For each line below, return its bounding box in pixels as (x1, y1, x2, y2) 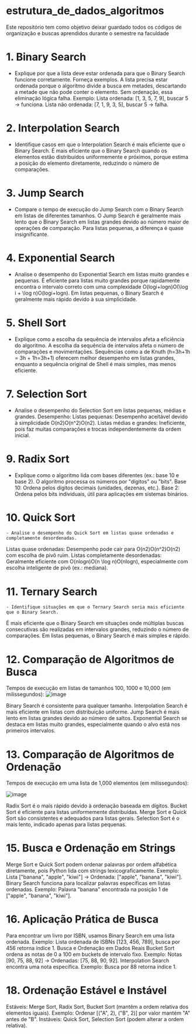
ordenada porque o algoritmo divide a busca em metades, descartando (14, 82, 187, 89)
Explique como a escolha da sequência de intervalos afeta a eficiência (14, 336, 184, 343)
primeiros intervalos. (6, 727, 56, 734)
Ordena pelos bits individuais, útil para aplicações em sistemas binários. (14, 490, 188, 497)
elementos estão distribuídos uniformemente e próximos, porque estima (14, 153, 188, 160)
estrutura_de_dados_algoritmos (6, 4, 164, 18)
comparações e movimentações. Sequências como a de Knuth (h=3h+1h (14, 348, 190, 355)
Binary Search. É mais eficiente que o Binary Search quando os (14, 147, 167, 154)
